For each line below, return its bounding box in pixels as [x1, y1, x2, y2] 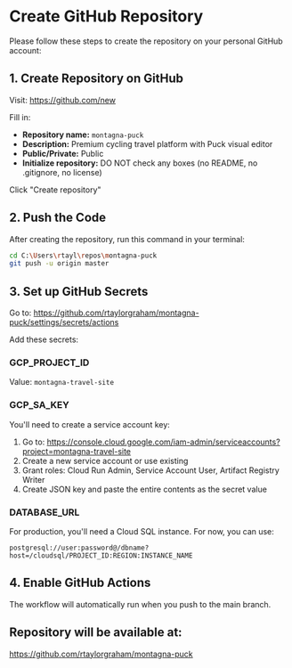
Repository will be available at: [9, 625, 182, 640]
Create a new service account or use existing [21, 455, 189, 466]
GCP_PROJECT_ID [9, 356, 90, 369]
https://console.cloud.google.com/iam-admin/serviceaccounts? [46, 436, 280, 447]
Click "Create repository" [9, 184, 101, 195]
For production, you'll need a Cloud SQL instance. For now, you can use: [9, 526, 274, 537]
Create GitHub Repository [9, 6, 204, 27]
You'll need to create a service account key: [9, 419, 171, 429]
